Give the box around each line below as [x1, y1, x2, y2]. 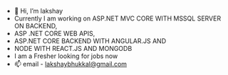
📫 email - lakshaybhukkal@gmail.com [14, 60, 127, 68]
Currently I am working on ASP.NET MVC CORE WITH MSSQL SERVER [14, 14, 222, 23]
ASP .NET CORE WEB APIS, [14, 29, 95, 37]
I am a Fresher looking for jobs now [14, 52, 118, 60]
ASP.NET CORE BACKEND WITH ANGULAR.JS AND [14, 37, 166, 45]
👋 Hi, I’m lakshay [14, 7, 63, 15]
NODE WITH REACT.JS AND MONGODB [14, 45, 133, 52]
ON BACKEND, [14, 22, 58, 30]
